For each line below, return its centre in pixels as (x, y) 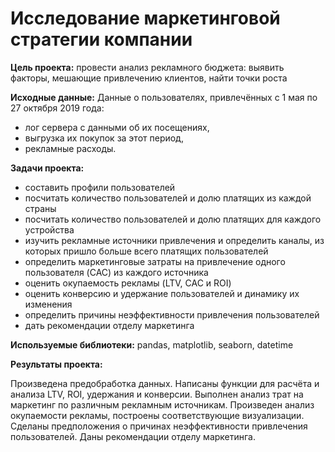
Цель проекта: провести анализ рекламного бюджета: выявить (147, 67)
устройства (49, 229)
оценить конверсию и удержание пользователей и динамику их (162, 293)
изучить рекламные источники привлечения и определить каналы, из (174, 240)
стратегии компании (101, 39)
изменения (48, 304)
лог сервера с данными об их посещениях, (117, 127)
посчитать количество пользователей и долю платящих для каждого (173, 219)
